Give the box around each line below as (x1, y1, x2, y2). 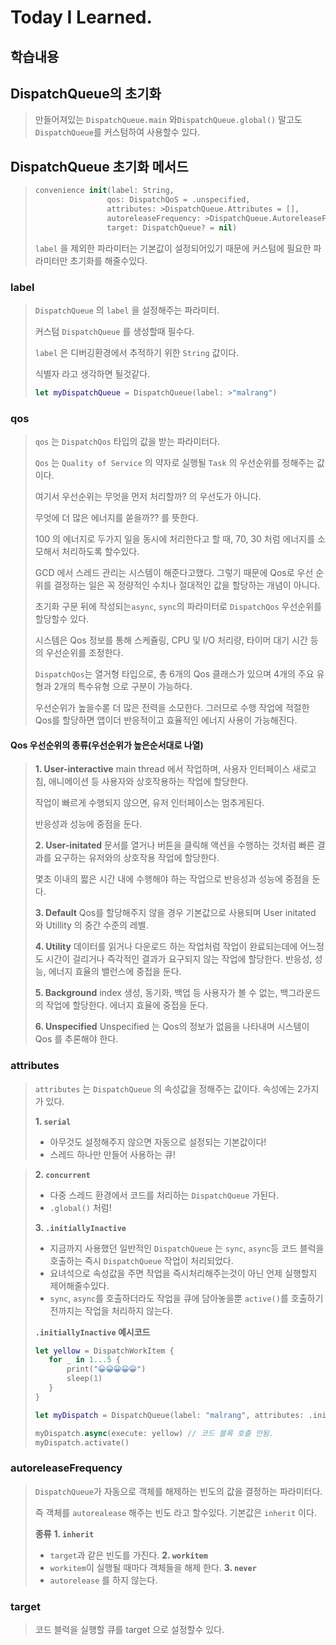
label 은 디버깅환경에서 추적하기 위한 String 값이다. (34, 346, 240, 358)
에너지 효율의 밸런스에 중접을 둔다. (48, 966, 182, 978)
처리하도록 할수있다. (61, 546, 140, 558)
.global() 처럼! (49, 1201, 112, 1213)
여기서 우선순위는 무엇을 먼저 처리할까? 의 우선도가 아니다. (34, 491, 262, 503)
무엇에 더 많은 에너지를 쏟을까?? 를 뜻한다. (34, 512, 199, 524)
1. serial (34, 1115, 72, 1127)
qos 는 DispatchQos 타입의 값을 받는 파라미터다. (34, 436, 221, 448)
